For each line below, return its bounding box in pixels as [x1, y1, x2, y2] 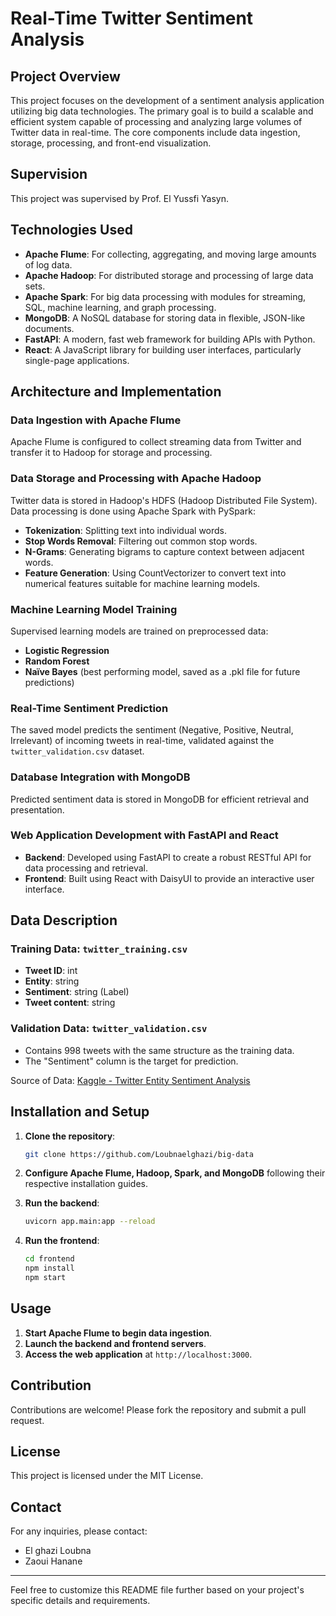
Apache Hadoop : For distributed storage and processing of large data [24, 269, 314, 281]
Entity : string [24, 975, 80, 987]
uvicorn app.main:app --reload [24, 1217, 156, 1227]
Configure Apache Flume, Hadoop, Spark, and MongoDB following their [24, 1167, 326, 1179]
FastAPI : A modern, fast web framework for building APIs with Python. [24, 333, 316, 345]
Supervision [10, 166, 88, 183]
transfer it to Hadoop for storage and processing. [10, 447, 213, 459]
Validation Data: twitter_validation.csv [10, 1022, 208, 1036]
